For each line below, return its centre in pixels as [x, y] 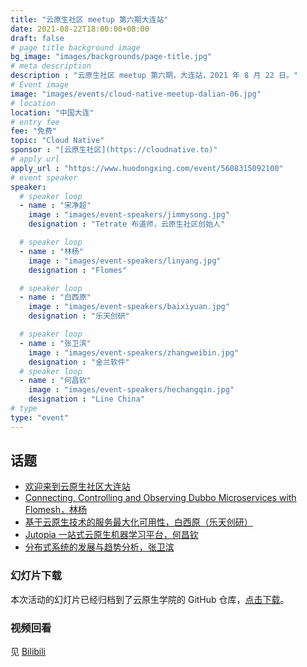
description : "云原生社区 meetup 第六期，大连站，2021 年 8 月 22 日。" [154, 76]
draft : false [37, 38]
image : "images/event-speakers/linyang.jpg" [125, 261]
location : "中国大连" [52, 112]
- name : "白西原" [55, 297]
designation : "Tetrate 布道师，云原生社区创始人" [127, 224]
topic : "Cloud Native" [57, 141]
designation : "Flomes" [78, 270]
